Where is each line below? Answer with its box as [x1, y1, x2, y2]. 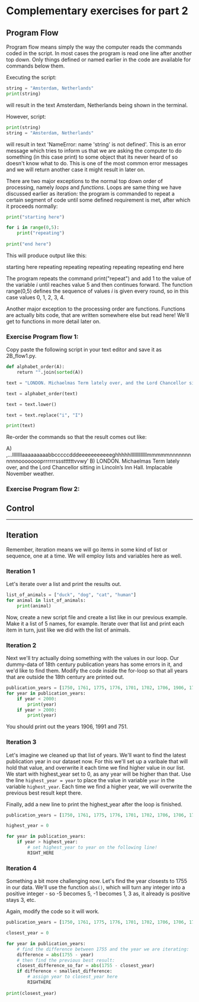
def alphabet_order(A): [6, 364, 65, 370]
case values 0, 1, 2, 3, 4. [6, 293, 65, 300]
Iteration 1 [6, 567, 36, 575]
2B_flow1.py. [6, 353, 37, 360]
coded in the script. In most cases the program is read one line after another [6, 50, 192, 57]
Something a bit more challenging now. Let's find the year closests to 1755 [6, 878, 188, 885]
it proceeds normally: [6, 203, 58, 210]
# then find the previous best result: [17, 957, 115, 963]
